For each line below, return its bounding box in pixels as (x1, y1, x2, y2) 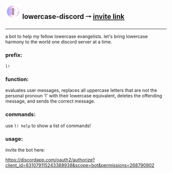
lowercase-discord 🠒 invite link (22, 12, 125, 21)
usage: (5, 135, 23, 142)
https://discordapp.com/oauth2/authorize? (5, 157, 95, 163)
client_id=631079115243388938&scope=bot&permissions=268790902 (5, 162, 155, 168)
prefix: (5, 51, 23, 58)
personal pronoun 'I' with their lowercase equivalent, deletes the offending (5, 93, 162, 99)
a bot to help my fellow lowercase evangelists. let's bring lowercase (5, 33, 148, 39)
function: (5, 76, 29, 83)
